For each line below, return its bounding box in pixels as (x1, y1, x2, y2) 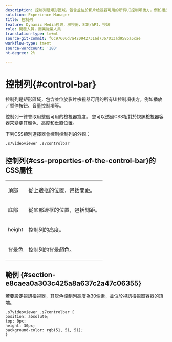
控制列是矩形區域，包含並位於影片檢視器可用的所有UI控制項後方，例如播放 (5, 96, 163, 102)
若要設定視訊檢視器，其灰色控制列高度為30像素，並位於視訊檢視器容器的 (5, 293, 159, 300)
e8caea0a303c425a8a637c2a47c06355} (5, 279, 142, 287)
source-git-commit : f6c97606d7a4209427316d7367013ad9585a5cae (5, 36, 141, 41)
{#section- (20, 270, 56, 279)
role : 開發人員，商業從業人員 (5, 27, 61, 32)
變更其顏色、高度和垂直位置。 (14, 120, 77, 126)
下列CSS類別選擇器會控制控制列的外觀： (5, 131, 91, 137)
